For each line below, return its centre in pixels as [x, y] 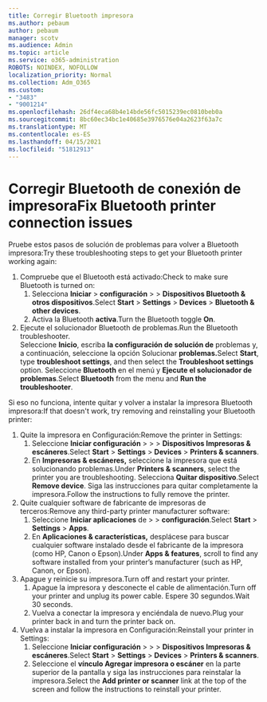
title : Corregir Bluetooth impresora [71, 16]
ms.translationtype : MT [48, 127]
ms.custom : [26, 90]
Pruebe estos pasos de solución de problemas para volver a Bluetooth [124, 245]
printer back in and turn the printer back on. [104, 621]
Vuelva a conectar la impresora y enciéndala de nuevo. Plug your [138, 613]
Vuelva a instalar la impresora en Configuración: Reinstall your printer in [137, 630]
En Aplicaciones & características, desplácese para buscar [130, 537]
